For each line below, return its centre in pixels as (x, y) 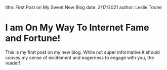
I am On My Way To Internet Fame (77, 28)
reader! (13, 63)
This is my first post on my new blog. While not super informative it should (83, 52)
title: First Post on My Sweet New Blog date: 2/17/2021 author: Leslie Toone (83, 7)
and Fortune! (33, 39)
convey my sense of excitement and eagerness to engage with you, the (80, 57)
